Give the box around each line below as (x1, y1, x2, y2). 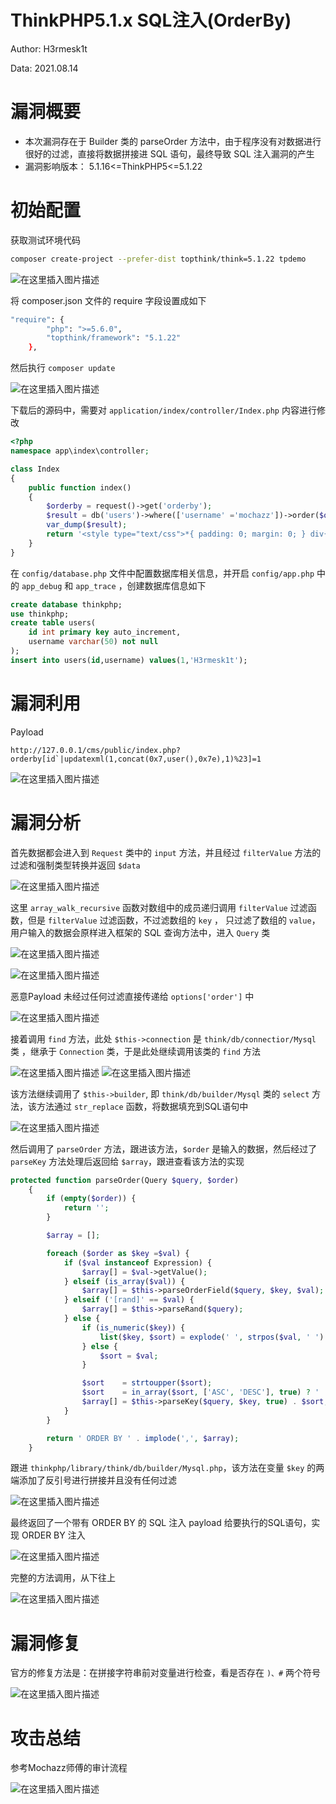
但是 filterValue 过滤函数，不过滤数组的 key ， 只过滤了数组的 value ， (27, 914, 321, 926)
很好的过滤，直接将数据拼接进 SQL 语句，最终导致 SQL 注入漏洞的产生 (24, 147, 315, 160)
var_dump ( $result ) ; (46, 520, 128, 530)
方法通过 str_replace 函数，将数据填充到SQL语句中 (36, 1100, 249, 1112)
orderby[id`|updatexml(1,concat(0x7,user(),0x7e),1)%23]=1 (10, 754, 262, 764)
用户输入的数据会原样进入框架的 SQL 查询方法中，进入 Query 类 (10, 926, 271, 938)
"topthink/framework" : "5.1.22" (46, 333, 182, 343)
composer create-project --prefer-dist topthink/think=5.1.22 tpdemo (10, 254, 307, 264)
